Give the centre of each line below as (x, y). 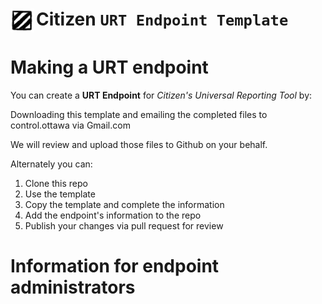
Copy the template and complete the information (124, 205)
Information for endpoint (115, 266)
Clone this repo (56, 184)
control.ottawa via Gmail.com (70, 125)
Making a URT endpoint (109, 67)
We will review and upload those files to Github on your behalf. (139, 145)
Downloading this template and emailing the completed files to (139, 115)
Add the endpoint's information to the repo (113, 215)
